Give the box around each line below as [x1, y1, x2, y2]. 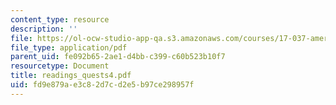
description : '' [10, 24, 78, 34]
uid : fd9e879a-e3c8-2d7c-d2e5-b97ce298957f [10, 80, 195, 90]
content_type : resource [10, 14, 110, 25]
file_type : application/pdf [10, 42, 128, 53]
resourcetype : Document [10, 61, 110, 71]
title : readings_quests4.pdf [10, 71, 132, 81]
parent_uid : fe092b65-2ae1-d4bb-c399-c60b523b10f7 [10, 52, 226, 62]
